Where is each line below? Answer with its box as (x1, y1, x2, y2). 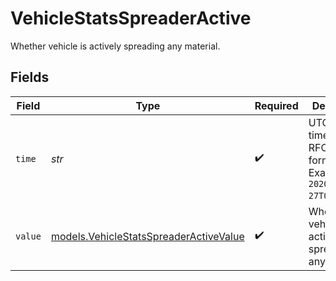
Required (254, 98, 299, 112)
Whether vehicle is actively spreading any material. (10, 40, 221, 52)
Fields (10, 69, 50, 86)
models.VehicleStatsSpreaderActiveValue (50, 229, 245, 243)
